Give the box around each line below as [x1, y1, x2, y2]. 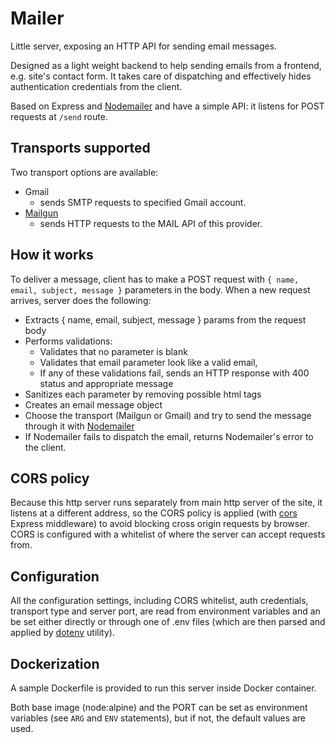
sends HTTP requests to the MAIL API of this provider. [39, 217, 263, 229]
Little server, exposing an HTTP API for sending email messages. [10, 40, 278, 52]
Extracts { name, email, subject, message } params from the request [24, 313, 307, 326]
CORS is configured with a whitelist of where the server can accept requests [10, 528, 326, 541]
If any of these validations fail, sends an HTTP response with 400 [39, 367, 310, 379]
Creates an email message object [24, 398, 163, 411]
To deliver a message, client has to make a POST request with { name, [10, 273, 300, 285]
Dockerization [10, 655, 100, 672]
